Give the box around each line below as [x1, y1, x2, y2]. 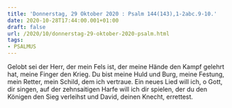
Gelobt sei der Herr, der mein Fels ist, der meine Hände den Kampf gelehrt [7, 63, 225, 71]
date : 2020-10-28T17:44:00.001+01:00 [7, 17, 119, 24]
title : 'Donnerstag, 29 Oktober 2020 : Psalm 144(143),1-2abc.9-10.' [7, 10, 218, 18]
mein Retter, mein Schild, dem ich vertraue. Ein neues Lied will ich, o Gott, [7, 78, 223, 85]
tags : [7, 37, 23, 44]
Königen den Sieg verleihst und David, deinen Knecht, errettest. [7, 92, 194, 101]
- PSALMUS [7, 43, 37, 50]
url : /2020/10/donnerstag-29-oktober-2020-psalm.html [7, 30, 170, 37]
